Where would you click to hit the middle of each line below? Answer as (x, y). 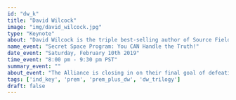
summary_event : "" (34, 66)
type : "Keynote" (31, 33)
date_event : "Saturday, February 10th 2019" (73, 54)
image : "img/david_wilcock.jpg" (54, 27)
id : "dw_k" (23, 14)
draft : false (26, 86)
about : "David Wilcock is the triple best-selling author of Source (110, 40)
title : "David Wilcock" (42, 20)
